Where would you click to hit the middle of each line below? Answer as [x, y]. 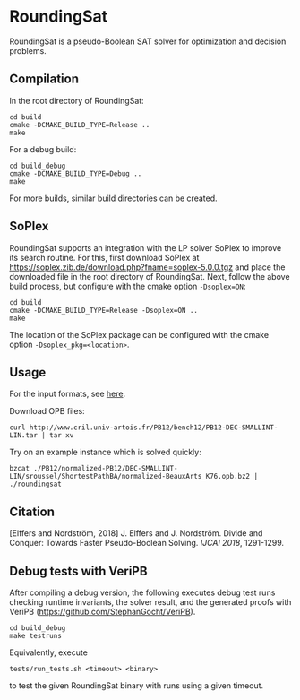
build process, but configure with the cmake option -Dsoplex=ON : [128, 286]
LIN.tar [24, 436]
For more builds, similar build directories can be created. [113, 198]
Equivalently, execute [48, 652]
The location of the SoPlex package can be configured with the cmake [139, 334]
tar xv [61, 436]
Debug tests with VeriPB [78, 571]
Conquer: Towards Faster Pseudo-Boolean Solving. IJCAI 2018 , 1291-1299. [147, 543]
